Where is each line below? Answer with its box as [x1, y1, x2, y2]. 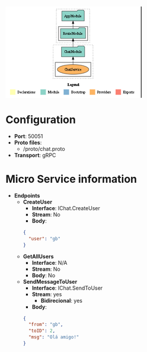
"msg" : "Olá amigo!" [28, 334, 79, 340]
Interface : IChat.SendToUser [31, 284, 103, 291]
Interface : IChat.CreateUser [31, 204, 100, 211]
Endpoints [14, 192, 40, 199]
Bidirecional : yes [40, 297, 82, 304]
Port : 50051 [14, 132, 43, 139]
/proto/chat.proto [23, 145, 66, 152]
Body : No [31, 271, 56, 279]
